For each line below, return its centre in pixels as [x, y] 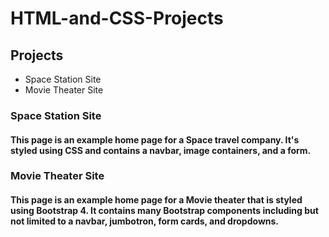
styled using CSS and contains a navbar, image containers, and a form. [161, 150]
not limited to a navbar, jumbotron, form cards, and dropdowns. [145, 221]
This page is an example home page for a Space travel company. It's [155, 139]
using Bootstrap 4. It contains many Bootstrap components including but [164, 211]
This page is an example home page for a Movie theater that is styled [156, 200]
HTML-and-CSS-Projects [117, 18]
